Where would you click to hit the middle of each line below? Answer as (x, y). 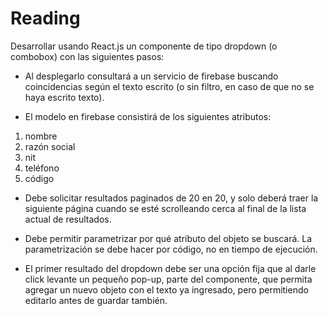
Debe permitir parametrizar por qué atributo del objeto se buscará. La (168, 238)
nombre (41, 136)
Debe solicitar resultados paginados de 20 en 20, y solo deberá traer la (171, 198)
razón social (50, 146)
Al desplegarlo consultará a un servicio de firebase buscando (151, 76)
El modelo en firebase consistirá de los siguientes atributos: (148, 116)
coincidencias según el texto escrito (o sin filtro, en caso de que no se (169, 86)
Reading (45, 18)
